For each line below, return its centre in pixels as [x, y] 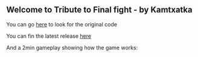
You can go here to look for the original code [62, 24]
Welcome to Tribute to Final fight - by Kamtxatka [99, 10]
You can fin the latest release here [49, 36]
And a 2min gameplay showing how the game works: [72, 47]
